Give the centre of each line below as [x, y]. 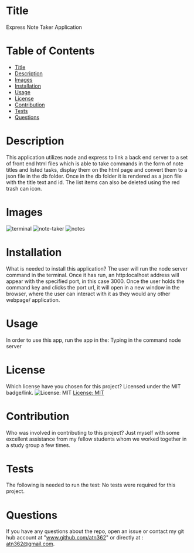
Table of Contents [50, 51]
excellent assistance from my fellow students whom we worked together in [96, 439]
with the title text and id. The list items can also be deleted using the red [93, 182]
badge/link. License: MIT [55, 392]
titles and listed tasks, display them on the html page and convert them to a [97, 169]
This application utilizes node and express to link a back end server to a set [97, 157]
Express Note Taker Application [44, 27]
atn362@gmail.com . [30, 544]
